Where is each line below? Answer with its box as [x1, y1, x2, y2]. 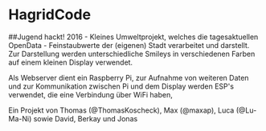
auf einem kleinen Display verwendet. [8, 58, 133, 67]
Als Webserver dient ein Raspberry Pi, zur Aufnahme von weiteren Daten [8, 73, 249, 82]
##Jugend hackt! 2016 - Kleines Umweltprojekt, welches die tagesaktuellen [8, 32, 259, 42]
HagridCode [8, 6, 91, 24]
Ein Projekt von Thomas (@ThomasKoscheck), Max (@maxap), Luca [8, 105, 235, 115]
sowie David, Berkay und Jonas [33, 113, 138, 123]
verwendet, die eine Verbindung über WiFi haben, [8, 89, 173, 99]
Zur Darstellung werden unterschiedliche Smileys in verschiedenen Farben [8, 49, 256, 58]
